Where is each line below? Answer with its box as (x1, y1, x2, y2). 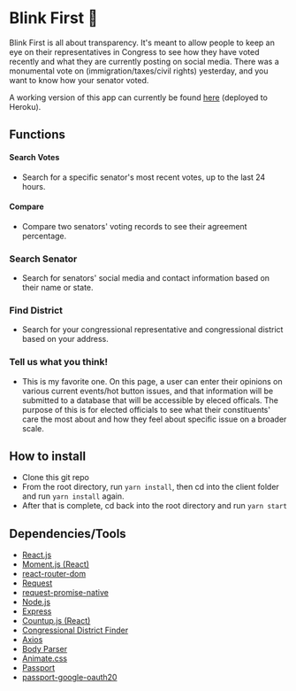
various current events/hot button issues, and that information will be (21, 385, 274, 396)
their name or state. (21, 283, 95, 293)
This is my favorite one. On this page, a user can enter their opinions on (21, 376, 283, 386)
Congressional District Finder (21, 625, 129, 636)
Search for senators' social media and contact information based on (21, 273, 270, 283)
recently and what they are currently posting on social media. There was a (9, 56, 280, 66)
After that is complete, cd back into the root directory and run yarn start (21, 501, 288, 511)
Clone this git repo (21, 472, 90, 483)
